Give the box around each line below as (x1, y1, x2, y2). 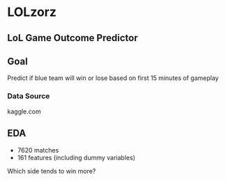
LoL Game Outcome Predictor (7, 32, 138, 44)
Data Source (7, 91, 50, 101)
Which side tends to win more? (7, 166, 96, 175)
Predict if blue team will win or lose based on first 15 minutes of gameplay (7, 74, 219, 82)
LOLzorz (7, 4, 57, 20)
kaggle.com (7, 107, 41, 116)
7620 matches (17, 145, 59, 154)
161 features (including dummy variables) (17, 153, 136, 162)
